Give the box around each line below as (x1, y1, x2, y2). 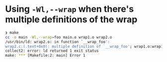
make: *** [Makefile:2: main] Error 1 (5, 53, 85, 58)
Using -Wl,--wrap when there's (5, 3, 134, 15)
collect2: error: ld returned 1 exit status (5, 48, 99, 54)
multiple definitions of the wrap (5, 14, 138, 25)
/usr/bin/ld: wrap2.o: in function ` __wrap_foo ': (5, 39, 110, 44)
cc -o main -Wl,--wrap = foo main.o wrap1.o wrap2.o (5, 34, 112, 40)
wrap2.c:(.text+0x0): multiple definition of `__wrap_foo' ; (5, 44, 133, 49)
